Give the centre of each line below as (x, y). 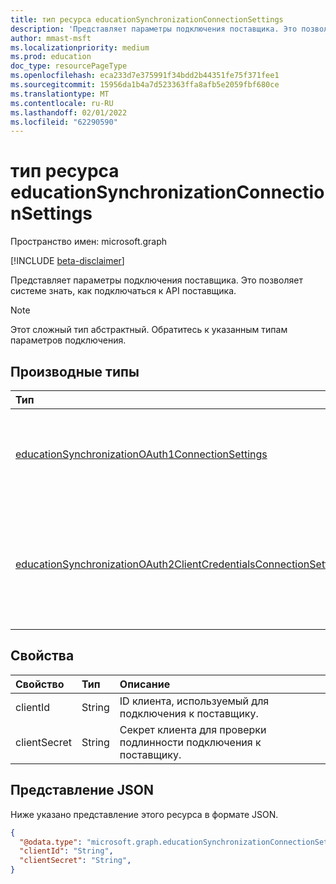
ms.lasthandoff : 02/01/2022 (69, 112)
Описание (145, 684)
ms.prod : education (51, 57)
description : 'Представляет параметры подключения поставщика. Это (154, 29)
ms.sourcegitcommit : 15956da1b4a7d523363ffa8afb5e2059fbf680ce (145, 85)
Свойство (40, 684)
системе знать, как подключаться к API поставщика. (123, 291)
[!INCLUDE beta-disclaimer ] (67, 261)
